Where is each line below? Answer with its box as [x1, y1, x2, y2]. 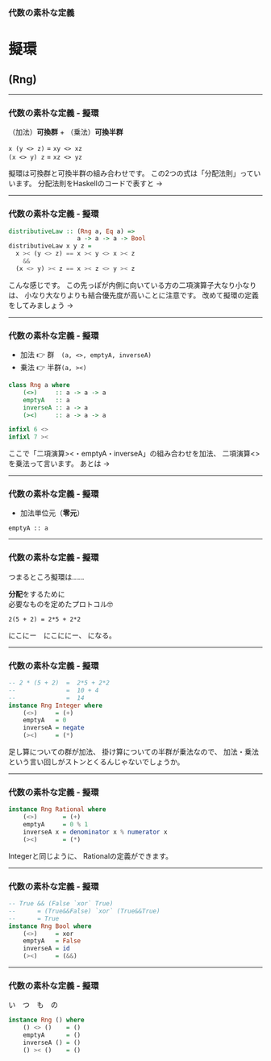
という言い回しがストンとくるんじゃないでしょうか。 [8, 757, 185, 767]
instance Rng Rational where [8, 805, 106, 813]
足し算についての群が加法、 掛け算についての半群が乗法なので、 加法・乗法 [8, 747, 260, 757]
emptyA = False [23, 937, 81, 945]
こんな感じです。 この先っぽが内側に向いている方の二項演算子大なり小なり [8, 280, 257, 289]
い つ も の [8, 1000, 58, 1009]
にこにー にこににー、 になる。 [8, 630, 117, 640]
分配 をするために [8, 589, 65, 598]
